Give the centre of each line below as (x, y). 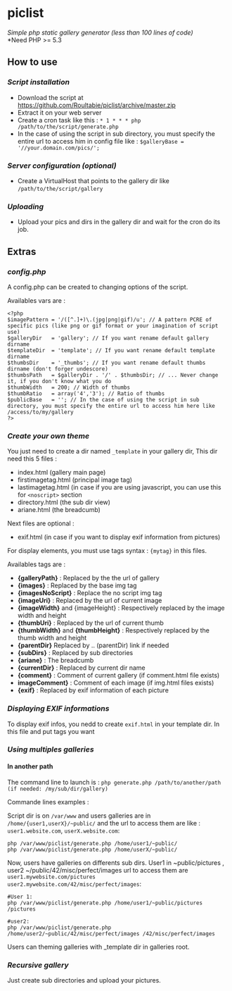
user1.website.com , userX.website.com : (64, 830)
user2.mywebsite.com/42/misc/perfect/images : (75, 884)
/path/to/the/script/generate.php (68, 127)
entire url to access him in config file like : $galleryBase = (101, 141)
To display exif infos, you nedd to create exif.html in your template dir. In (114, 724)
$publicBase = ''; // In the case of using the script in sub (103, 399)
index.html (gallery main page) (62, 473)
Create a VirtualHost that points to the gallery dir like (94, 180)
